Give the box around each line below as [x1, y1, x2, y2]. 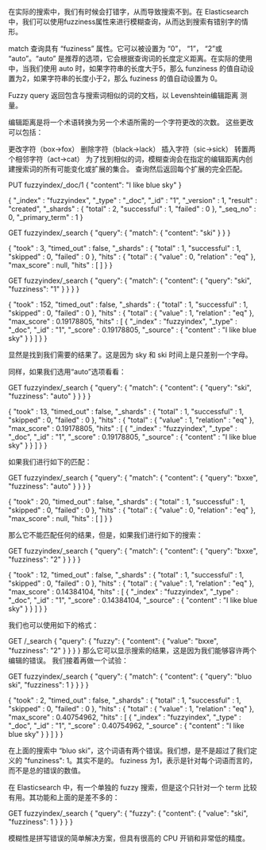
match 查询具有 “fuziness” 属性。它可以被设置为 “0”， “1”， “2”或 [8, 44, 222, 53]
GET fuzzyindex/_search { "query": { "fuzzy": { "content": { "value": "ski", [8, 809, 249, 818]
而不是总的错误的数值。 [8, 766, 85, 775]
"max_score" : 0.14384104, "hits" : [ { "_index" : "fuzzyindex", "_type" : [8, 587, 239, 596]
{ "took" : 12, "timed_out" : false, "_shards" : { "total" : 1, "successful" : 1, [8, 570, 245, 579]
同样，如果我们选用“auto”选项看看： [8, 367, 126, 376]
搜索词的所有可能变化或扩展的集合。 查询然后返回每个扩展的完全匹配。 [14, 164, 247, 174]
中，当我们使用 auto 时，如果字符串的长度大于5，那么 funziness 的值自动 [8, 64, 248, 73]
